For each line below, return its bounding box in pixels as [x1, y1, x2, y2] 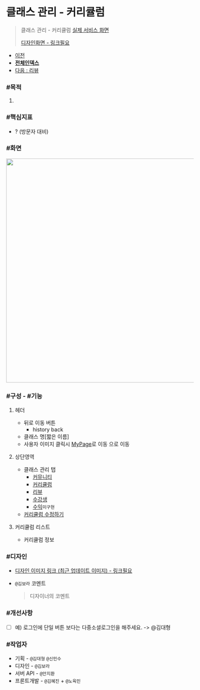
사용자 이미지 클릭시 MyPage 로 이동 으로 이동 [23, 440, 130, 448]
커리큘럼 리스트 [14, 523, 51, 530]
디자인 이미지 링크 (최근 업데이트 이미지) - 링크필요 [14, 567, 133, 574]
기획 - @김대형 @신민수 [14, 655, 61, 662]
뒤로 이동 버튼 [23, 419, 56, 427]
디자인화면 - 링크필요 [20, 39, 70, 46]
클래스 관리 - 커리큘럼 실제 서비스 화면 [20, 26, 109, 33]
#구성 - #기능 [6, 392, 43, 400]
